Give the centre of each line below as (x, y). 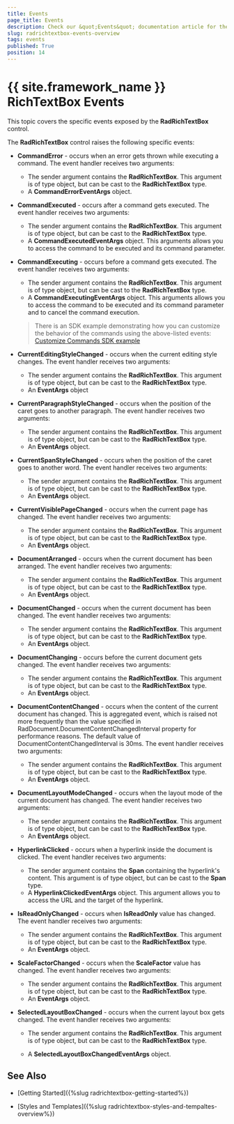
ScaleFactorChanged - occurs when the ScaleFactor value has (109, 963)
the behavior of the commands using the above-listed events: (123, 333)
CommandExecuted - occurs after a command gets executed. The (113, 205)
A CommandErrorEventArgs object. (80, 191)
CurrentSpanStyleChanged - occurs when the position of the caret (115, 460)
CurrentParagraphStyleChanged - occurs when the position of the (114, 403)
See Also (27, 1076)
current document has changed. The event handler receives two (109, 800)
